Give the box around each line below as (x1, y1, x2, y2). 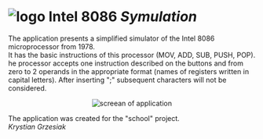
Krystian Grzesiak (8, 122, 67, 131)
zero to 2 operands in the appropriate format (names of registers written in (8, 66, 250, 76)
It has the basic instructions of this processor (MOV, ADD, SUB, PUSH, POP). (8, 50, 256, 59)
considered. (8, 83, 47, 93)
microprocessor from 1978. (8, 41, 96, 51)
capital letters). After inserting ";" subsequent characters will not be (8, 75, 227, 84)
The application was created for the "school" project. (8, 113, 181, 123)
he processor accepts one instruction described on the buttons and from (8, 59, 243, 68)
